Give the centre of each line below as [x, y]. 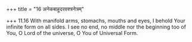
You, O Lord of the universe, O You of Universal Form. [72, 33]
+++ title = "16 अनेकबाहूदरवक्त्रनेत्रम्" [45, 9]
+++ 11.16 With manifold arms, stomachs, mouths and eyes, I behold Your [96, 21]
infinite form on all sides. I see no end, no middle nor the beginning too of [96, 27]
